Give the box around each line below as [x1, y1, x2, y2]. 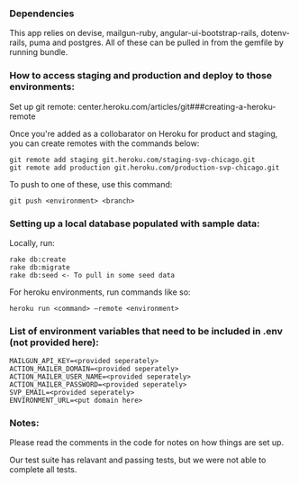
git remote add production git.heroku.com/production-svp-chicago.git [9, 163, 280, 172]
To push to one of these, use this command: [9, 178, 173, 189]
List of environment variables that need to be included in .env [9, 324, 284, 337]
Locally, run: [9, 237, 56, 248]
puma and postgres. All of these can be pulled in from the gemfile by [29, 37, 284, 48]
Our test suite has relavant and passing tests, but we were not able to [9, 454, 267, 466]
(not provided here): [9, 336, 99, 349]
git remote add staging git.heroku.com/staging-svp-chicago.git [9, 155, 256, 164]
